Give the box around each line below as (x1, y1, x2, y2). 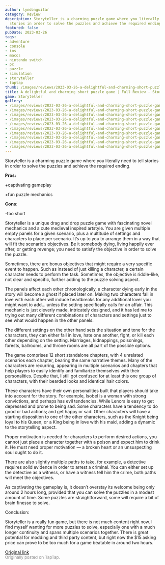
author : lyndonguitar (5, 7, 50, 12)
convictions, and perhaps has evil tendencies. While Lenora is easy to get (5, 398, 154, 404)
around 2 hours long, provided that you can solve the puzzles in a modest (5, 489, 154, 495)
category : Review (5, 12, 41, 17)
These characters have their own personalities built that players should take (5, 388, 159, 394)
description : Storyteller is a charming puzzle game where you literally (5, 16, 160, 21)
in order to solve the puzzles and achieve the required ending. (5, 163, 131, 169)
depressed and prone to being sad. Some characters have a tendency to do (5, 403, 158, 409)
